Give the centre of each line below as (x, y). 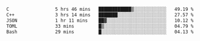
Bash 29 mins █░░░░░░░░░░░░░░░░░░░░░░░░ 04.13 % (100, 32)
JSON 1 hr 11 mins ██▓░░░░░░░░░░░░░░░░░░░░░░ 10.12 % (100, 20)
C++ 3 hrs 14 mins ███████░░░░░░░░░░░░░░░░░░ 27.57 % (100, 15)
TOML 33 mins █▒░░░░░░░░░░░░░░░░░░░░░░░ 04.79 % (100, 26)
